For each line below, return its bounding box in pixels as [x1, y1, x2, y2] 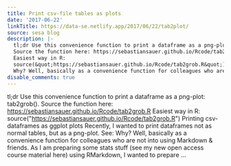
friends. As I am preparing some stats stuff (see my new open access [7, 143, 204, 152]
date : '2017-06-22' [7, 16, 63, 23]
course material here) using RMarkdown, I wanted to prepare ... [7, 151, 187, 159]
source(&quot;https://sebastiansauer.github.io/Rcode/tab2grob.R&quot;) [13, 61, 226, 68]
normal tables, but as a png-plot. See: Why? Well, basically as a [7, 129, 187, 137]
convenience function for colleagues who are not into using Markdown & [7, 137, 213, 145]
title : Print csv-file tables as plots [7, 10, 122, 17]
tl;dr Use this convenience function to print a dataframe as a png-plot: [7, 93, 206, 101]
